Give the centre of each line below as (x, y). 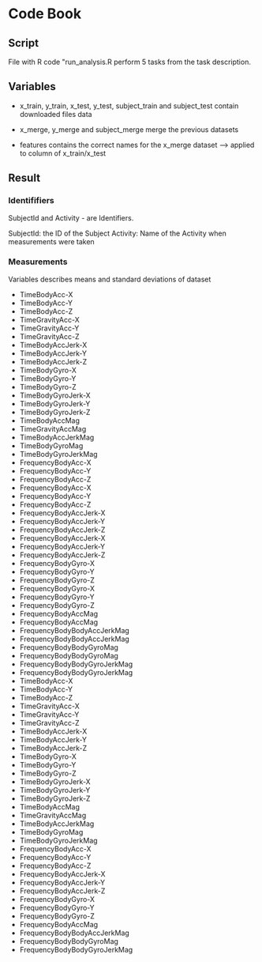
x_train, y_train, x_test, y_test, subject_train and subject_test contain (129, 106)
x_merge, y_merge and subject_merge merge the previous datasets (129, 129)
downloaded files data (56, 114)
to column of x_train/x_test (63, 153)
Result (24, 178)
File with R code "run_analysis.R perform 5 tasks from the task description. (129, 62)
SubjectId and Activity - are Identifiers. (71, 217)
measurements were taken (51, 241)
